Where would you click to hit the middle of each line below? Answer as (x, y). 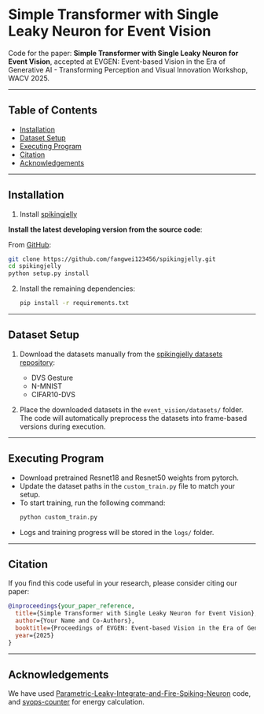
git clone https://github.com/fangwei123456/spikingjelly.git (112, 259)
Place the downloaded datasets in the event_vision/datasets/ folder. (131, 409)
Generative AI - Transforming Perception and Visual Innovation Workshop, (128, 69)
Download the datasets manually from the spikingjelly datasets (121, 354)
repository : (37, 362)
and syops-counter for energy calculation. (77, 702)
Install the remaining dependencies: (77, 288)
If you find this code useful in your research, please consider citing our (123, 583)
